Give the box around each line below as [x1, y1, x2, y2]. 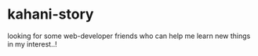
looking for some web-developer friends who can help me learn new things [7, 31, 251, 40]
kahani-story [7, 5, 94, 23]
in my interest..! [7, 39, 57, 48]
